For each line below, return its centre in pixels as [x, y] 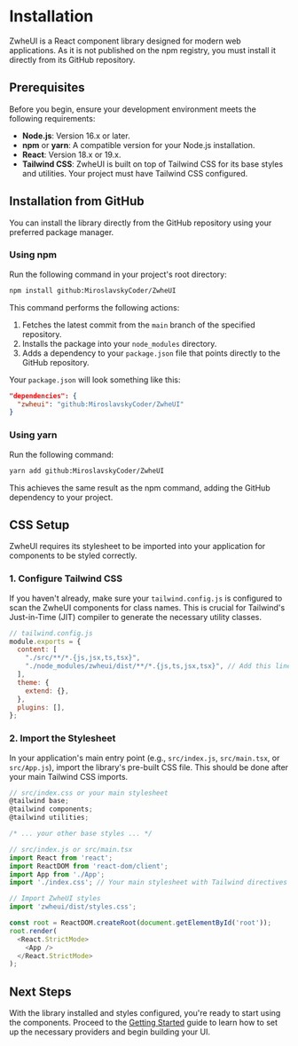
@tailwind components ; [51, 809]
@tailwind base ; [39, 801]
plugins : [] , [41, 707]
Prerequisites [47, 87]
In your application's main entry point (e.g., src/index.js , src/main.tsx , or [145, 758]
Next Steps [40, 991]
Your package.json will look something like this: [95, 380]
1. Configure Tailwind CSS [66, 578]
